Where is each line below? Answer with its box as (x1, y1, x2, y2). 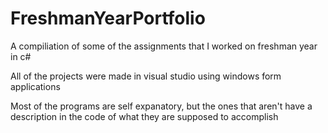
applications (10, 80, 61, 92)
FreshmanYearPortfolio (10, 7, 206, 30)
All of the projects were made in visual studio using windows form (10, 70, 282, 82)
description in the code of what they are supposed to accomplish (10, 110, 279, 122)
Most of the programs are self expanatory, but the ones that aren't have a (10, 100, 313, 112)
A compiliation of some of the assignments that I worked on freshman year (10, 40, 318, 52)
